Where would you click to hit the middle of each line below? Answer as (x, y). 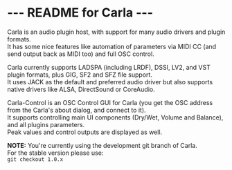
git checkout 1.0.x (35, 159)
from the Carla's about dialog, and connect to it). (77, 110)
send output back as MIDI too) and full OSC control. (81, 54)
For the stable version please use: (55, 153)
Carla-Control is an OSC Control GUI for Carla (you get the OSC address (110, 102)
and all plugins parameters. (46, 124)
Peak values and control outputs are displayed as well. (85, 132)
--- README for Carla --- (80, 13)
